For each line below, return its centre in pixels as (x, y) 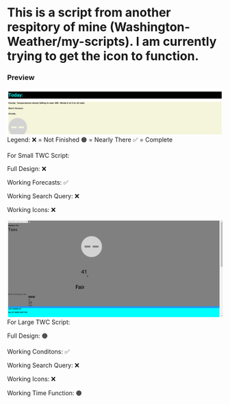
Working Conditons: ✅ (39, 351)
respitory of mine (57, 27)
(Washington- (150, 27)
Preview (21, 78)
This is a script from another (89, 13)
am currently (179, 42)
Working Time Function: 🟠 (44, 393)
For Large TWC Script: (39, 322)
